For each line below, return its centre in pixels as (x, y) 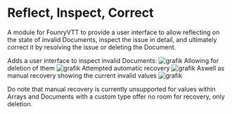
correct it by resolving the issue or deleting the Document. (92, 47)
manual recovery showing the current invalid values (82, 76)
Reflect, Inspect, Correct (80, 13)
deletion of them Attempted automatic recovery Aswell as (116, 68)
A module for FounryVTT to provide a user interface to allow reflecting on (114, 32)
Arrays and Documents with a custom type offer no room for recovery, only (116, 97)
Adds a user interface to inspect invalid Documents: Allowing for (113, 60)
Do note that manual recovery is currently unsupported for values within (111, 89)
